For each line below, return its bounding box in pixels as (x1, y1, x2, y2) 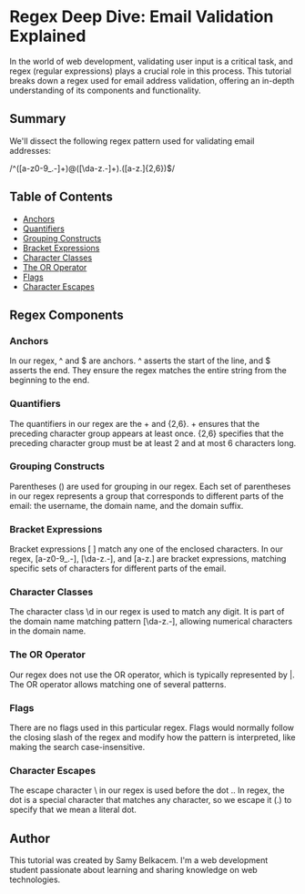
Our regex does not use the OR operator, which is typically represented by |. (9, 669, 295, 680)
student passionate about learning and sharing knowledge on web (9, 865, 258, 876)
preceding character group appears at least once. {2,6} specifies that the (9, 428, 284, 439)
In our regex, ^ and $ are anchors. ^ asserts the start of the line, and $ (9, 355, 271, 366)
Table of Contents (9, 189, 114, 205)
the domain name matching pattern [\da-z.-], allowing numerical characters (9, 616, 293, 627)
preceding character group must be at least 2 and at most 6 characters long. (9, 437, 297, 448)
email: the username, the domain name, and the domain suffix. (9, 500, 244, 511)
